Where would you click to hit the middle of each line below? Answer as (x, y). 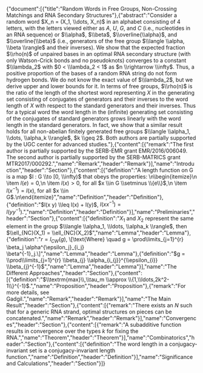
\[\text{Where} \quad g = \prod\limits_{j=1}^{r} (126, 239)
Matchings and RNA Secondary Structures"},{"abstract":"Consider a (92, 15)
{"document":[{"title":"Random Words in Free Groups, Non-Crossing (92, 9)
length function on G (168, 170)
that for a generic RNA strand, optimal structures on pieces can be (89, 312)
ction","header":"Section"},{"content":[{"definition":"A (74, 170)
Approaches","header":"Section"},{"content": (86, 273)
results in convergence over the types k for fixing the (72, 331)
